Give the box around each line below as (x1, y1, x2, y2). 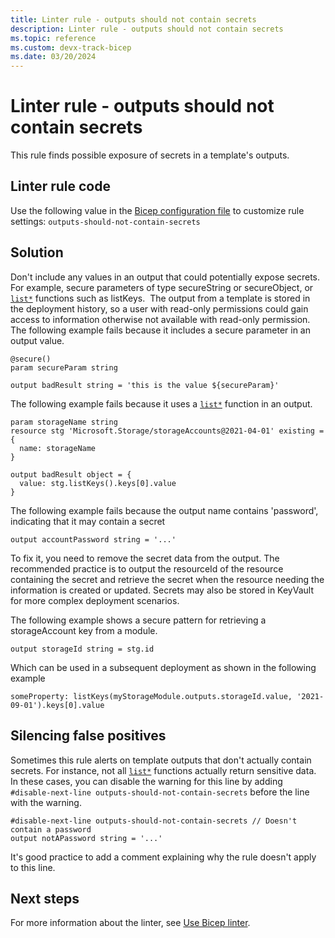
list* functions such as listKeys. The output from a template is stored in (10, 292, 311, 304)
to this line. (10, 861, 56, 873)
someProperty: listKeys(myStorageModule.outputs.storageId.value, (10, 691, 293, 701)
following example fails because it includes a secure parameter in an (28, 324, 311, 336)
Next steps (10, 890, 80, 907)
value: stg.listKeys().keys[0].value (19, 478, 177, 488)
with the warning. (10, 796, 82, 808)
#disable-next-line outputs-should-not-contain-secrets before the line (10, 786, 310, 798)
